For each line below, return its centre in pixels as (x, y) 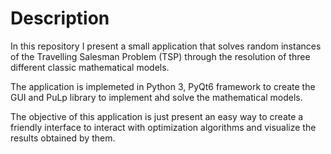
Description (60, 18)
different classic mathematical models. (90, 67)
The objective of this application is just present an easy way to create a (157, 116)
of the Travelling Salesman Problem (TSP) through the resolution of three (160, 56)
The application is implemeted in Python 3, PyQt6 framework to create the (163, 86)
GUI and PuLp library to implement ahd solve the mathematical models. (156, 97)
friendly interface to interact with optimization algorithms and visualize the (163, 127)
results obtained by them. (63, 138)
